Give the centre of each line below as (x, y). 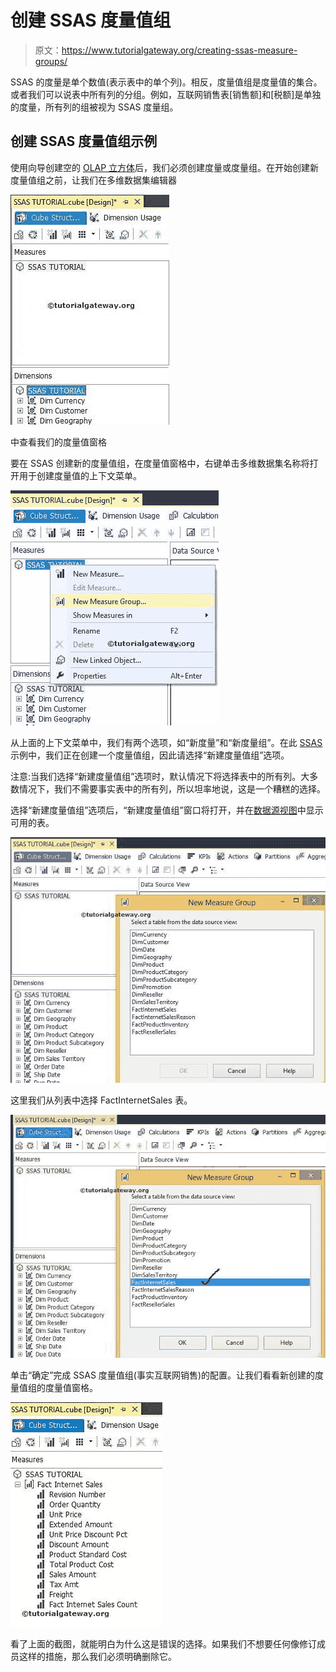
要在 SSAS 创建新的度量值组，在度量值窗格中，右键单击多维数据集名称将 (160, 463)
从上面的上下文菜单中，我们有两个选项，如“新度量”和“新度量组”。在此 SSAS (166, 742)
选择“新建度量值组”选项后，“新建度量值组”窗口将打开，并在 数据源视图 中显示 (167, 810)
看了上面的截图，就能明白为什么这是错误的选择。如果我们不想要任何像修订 (163, 1644)
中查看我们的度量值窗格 (58, 442)
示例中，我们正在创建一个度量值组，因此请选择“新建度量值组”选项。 (150, 755)
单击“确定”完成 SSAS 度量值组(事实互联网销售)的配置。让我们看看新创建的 (163, 1375)
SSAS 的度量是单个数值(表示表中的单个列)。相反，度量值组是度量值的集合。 (166, 82)
